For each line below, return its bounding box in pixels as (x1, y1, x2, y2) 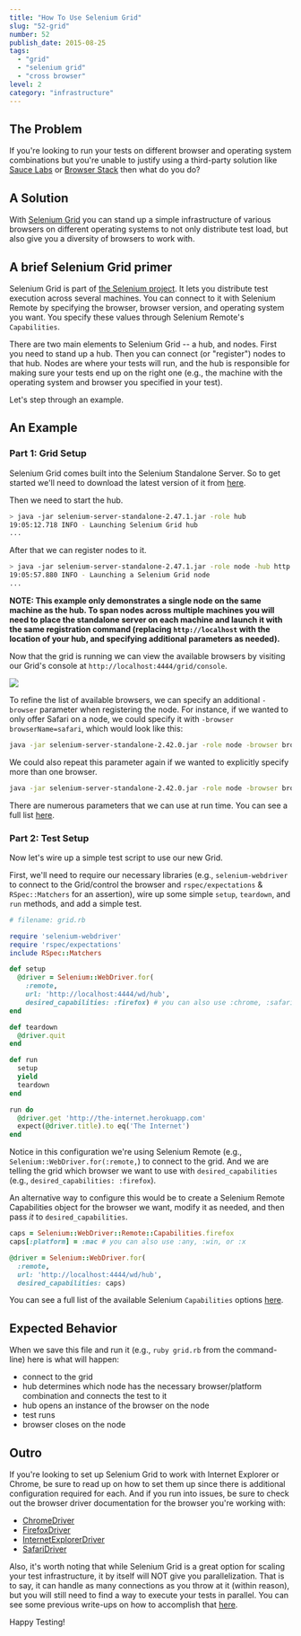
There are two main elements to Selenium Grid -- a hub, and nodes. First (9, 339, 278, 349)
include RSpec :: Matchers (9, 948, 102, 957)
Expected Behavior (9, 1321, 118, 1336)
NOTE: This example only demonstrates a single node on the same (9, 594, 262, 606)
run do (9, 1105, 34, 1114)
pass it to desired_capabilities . (9, 1211, 128, 1222)
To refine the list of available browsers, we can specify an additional (9, 694, 261, 705)
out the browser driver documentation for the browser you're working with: (9, 1498, 287, 1508)
